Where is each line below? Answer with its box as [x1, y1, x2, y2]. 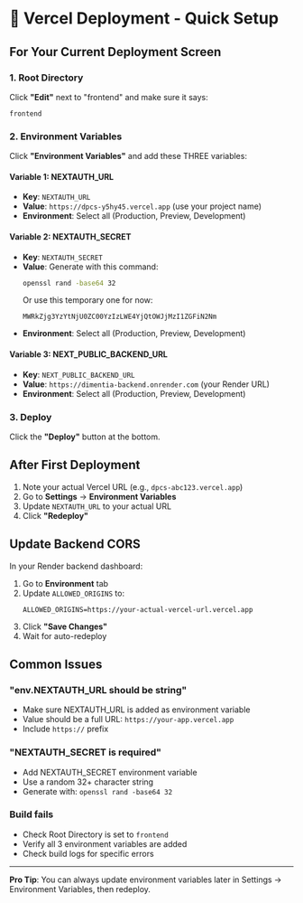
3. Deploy [9, 410, 52, 423]
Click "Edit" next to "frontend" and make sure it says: [9, 91, 209, 102]
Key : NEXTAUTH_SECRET [22, 251, 104, 262]
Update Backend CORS [9, 537, 142, 552]
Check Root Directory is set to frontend [22, 829, 169, 840]
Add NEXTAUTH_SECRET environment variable [22, 767, 197, 777]
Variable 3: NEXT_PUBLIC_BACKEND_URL [9, 349, 169, 360]
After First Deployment [9, 457, 141, 473]
